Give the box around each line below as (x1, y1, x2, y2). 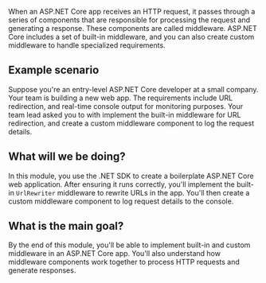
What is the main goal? (8, 219, 124, 233)
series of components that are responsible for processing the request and (8, 15, 251, 25)
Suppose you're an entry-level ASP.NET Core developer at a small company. (8, 84, 259, 94)
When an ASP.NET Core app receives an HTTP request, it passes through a (8, 7, 256, 16)
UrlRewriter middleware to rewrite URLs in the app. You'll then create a (15, 188, 250, 197)
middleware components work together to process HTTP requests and (8, 258, 241, 267)
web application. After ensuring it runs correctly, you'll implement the (8, 179, 235, 189)
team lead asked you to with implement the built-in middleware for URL (8, 110, 241, 119)
